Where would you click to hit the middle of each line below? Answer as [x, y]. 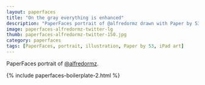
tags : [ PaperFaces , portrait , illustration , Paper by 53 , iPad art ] [95, 46]
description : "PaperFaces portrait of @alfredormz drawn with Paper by [99, 23]
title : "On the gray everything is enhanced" [65, 18]
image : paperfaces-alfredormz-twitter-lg [60, 29]
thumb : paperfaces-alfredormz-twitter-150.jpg [67, 35]
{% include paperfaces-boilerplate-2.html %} [63, 75]
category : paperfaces [34, 40]
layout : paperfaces [31, 12]
